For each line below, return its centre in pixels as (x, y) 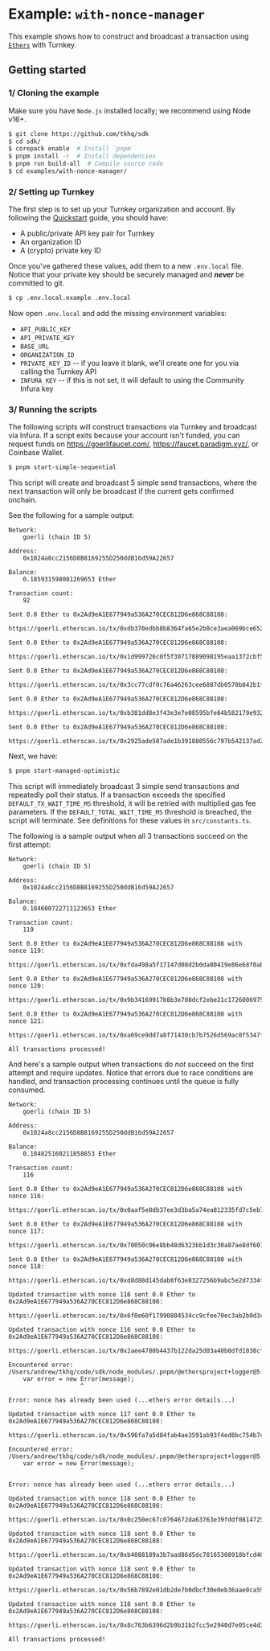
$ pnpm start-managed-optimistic (64, 771)
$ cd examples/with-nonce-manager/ (68, 171)
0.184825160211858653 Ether (70, 1154)
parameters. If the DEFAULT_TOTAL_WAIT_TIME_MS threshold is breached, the (130, 812)
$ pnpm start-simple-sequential (62, 467)
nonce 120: (27, 986)
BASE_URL (35, 347)
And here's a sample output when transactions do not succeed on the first (131, 1064)
